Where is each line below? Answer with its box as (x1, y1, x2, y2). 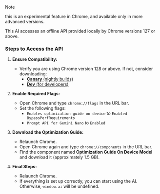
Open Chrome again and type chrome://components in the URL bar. (19, 144, 153, 150)
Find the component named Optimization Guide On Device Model (19, 149, 153, 155)
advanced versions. (5, 19, 45, 24)
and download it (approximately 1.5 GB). (19, 154, 100, 160)
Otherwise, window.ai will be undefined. (19, 183, 100, 189)
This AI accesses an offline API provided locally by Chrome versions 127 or (5, 28, 156, 34)
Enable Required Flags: (12, 91, 60, 97)
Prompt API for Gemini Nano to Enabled (26, 120, 106, 126)
